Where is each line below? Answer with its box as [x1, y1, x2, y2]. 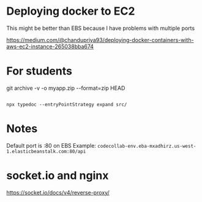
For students [6, 64, 72, 78]
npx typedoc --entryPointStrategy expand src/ [6, 101, 127, 107]
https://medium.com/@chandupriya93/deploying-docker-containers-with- [6, 36, 194, 43]
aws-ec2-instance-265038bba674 [6, 43, 94, 50]
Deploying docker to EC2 [6, 4, 135, 18]
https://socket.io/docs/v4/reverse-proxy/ [6, 189, 110, 196]
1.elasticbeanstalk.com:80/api [6, 148, 86, 154]
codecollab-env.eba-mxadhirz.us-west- [97, 143, 196, 149]
